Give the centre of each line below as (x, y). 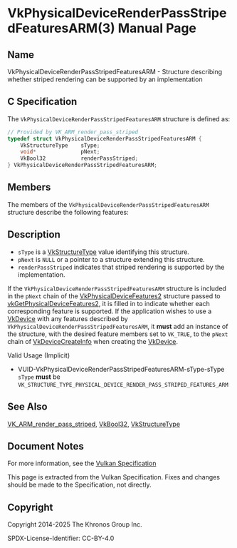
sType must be (39, 377)
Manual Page (157, 28)
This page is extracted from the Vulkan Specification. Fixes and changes (114, 477)
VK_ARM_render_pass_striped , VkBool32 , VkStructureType (94, 424)
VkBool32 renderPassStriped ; (79, 158)
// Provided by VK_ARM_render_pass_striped (73, 132)
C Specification (42, 102)
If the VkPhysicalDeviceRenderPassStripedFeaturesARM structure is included (117, 288)
